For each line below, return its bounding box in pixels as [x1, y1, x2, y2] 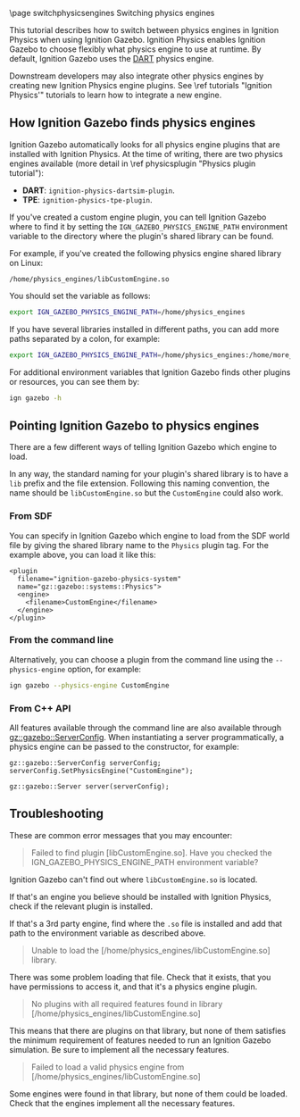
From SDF [9, 510, 53, 522]
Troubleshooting [9, 806, 104, 821]
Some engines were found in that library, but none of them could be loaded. [9, 1088, 288, 1099]
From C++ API [9, 702, 71, 714]
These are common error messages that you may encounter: [9, 829, 233, 840]
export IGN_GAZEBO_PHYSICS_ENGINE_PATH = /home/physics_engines [9, 307, 246, 316]
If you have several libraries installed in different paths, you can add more [9, 323, 279, 334]
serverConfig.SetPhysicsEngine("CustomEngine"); [9, 767, 194, 776]
